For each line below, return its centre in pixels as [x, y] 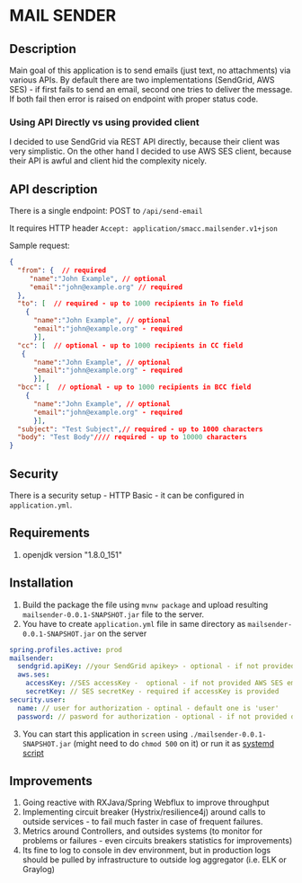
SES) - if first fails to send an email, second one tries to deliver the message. [151, 89]
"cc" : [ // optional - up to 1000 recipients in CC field [130, 345]
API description [53, 189]
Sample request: [40, 246]
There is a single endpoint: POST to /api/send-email [107, 211]
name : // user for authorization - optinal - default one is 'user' [148, 708]
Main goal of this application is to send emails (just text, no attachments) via [150, 70]
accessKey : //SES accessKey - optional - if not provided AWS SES [154, 684]
